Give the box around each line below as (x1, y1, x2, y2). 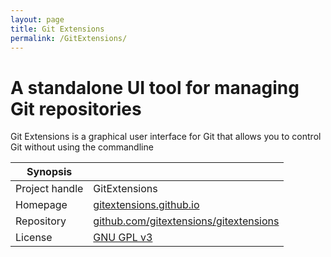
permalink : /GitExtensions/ (10, 33, 128, 43)
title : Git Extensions (10, 24, 105, 34)
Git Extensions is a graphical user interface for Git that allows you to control (10, 131, 322, 143)
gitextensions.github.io (93, 198, 200, 212)
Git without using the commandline (10, 141, 154, 153)
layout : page (10, 14, 65, 25)
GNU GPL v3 (93, 231, 153, 245)
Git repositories (10, 97, 142, 120)
